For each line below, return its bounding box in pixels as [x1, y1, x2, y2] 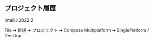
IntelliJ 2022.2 [4, 17, 34, 23]
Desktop [4, 32, 21, 38]
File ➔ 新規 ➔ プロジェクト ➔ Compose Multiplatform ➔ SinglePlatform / [4, 27, 149, 33]
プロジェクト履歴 [4, 4, 56, 13]
